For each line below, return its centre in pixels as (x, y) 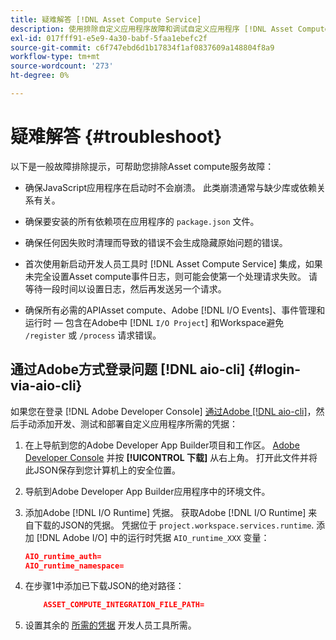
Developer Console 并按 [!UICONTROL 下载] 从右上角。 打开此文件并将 (171, 457)
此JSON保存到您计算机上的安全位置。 (103, 470)
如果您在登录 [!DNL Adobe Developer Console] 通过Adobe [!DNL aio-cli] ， (163, 411)
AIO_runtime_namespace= (74, 566)
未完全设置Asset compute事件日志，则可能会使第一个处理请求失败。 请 (171, 276)
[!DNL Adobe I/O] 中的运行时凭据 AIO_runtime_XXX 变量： (153, 537)
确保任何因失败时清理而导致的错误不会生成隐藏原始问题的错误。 (156, 242)
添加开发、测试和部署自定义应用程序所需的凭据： (137, 423)
